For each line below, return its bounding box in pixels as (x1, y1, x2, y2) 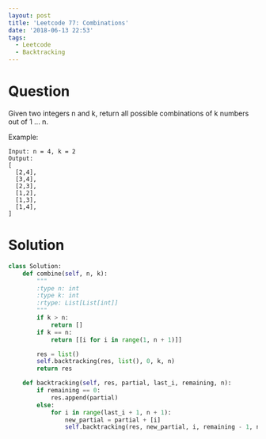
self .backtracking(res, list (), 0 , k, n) (36, 358, 176, 365)
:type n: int (36, 284, 80, 293)
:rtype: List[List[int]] (36, 299, 119, 307)
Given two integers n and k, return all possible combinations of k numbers (8, 108, 249, 118)
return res (36, 365, 73, 373)
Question (8, 82, 70, 100)
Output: (8, 154, 34, 162)
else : (36, 401, 55, 409)
